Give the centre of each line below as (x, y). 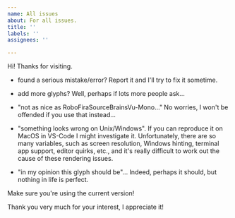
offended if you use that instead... (67, 115)
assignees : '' (28, 40)
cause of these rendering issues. (65, 159)
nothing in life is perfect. (53, 180)
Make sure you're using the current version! (71, 193)
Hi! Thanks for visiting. (40, 66)
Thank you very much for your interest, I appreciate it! (86, 207)
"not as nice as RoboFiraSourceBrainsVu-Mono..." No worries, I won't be (123, 107)
